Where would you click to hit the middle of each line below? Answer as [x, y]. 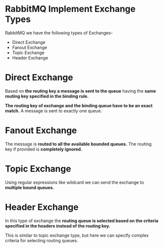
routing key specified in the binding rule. [47, 96]
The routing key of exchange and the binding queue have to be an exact [79, 105]
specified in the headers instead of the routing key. [58, 226]
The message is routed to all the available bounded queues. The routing [78, 144]
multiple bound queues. [30, 187]
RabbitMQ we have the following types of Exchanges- [59, 33]
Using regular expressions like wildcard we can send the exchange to [75, 182]
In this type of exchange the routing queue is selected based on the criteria [82, 221]
